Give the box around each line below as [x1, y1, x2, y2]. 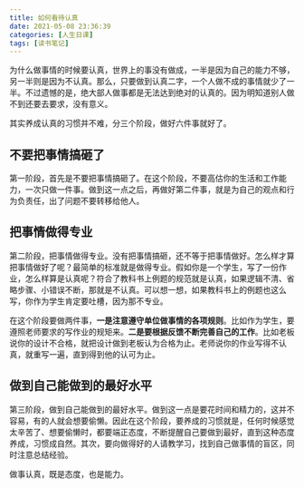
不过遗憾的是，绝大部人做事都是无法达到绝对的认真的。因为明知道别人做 [24, 87, 295, 98]
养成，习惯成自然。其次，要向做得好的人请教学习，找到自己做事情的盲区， [9, 437, 287, 449]
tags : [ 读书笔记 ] [9, 38, 70, 48]
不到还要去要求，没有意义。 [9, 99, 113, 110]
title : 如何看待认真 [9, 13, 79, 23]
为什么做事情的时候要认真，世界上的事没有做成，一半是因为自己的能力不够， [9, 64, 295, 75]
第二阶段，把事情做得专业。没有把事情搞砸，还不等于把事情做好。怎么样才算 [9, 250, 295, 261]
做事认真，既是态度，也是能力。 [9, 468, 128, 479]
